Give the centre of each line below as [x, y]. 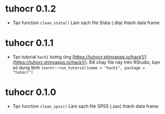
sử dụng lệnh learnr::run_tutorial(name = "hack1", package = [79, 67]
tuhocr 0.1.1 [30, 43]
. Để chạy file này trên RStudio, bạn [123, 62]
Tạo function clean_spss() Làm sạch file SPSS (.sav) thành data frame [86, 106]
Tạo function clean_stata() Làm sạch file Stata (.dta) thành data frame [86, 23]
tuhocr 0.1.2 [31, 9]
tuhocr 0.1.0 [31, 92]
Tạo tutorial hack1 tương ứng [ [43, 57]
